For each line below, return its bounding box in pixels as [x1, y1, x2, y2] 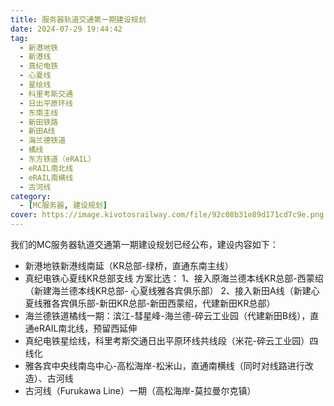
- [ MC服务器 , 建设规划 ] [19, 201, 108, 211]
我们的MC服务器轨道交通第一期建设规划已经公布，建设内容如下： [10, 239, 279, 250]
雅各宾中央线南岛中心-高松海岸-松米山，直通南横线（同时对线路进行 [24, 360, 305, 371]
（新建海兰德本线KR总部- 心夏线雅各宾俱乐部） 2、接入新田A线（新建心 [24, 285, 320, 296]
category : [10, 191, 52, 201]
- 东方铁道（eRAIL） [19, 154, 96, 164]
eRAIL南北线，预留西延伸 [33, 322, 138, 334]
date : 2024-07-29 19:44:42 [10, 24, 123, 34]
